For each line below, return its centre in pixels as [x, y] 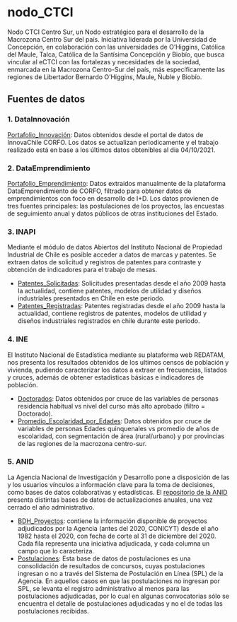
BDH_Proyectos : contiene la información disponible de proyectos [112, 521]
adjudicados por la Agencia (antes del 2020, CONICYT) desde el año [118, 528]
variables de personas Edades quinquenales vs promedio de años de [118, 428]
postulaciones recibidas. [53, 611]
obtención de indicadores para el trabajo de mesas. [82, 270]
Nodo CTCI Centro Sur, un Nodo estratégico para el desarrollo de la [106, 32]
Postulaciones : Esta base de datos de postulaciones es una [104, 558]
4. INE [18, 339]
